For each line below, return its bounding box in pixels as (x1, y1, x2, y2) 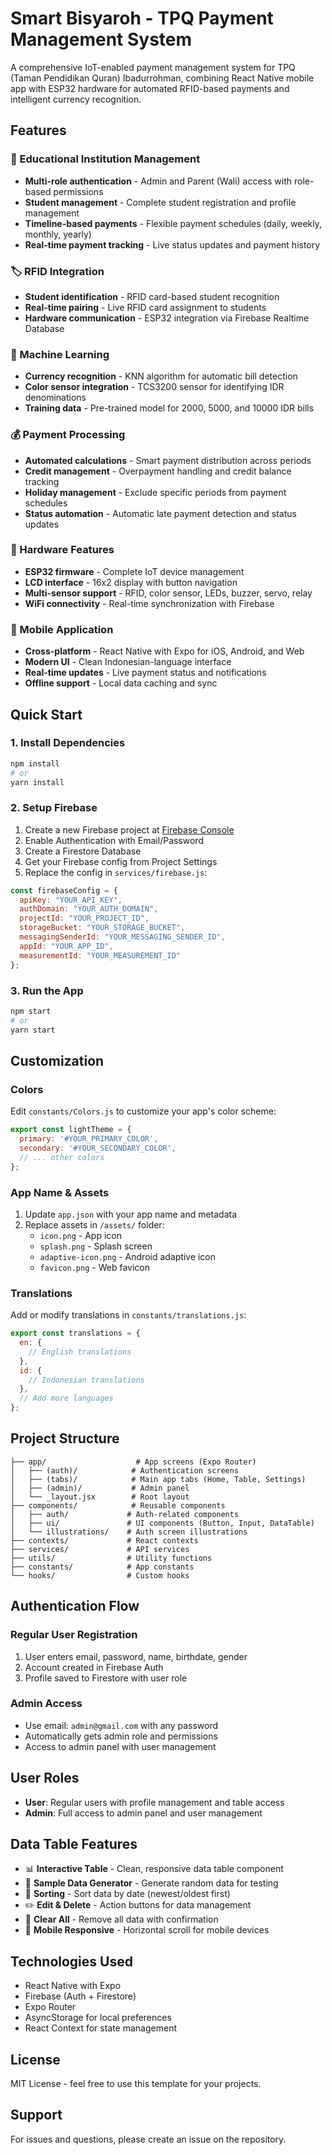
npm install (10, 758, 60, 769)
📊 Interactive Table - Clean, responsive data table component (24, 1863, 284, 1875)
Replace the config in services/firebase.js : (24, 866, 208, 878)
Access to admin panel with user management (24, 1740, 217, 1752)
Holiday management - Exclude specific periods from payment (24, 486, 287, 498)
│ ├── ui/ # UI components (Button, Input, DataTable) (10, 1518, 315, 1528)
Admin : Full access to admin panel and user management (24, 1807, 263, 1819)
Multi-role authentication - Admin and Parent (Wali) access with (24, 175, 293, 187)
